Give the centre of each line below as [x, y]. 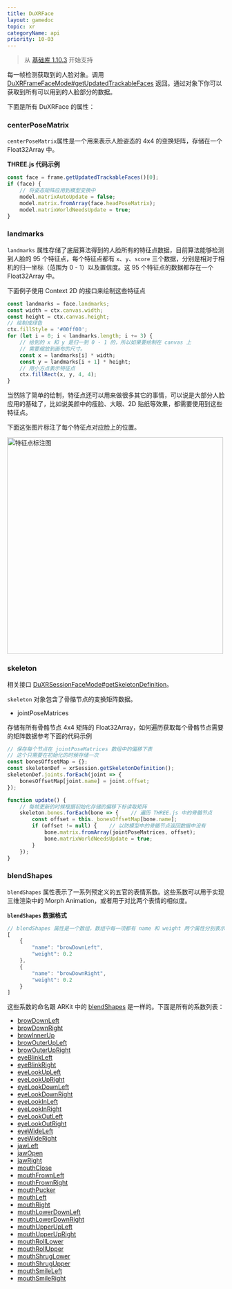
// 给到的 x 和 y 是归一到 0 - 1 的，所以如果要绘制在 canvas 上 [106, 343]
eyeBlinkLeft [35, 1058]
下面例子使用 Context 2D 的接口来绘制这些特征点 [77, 290]
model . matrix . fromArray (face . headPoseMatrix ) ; [88, 203]
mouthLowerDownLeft [49, 1212]
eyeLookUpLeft [39, 1072]
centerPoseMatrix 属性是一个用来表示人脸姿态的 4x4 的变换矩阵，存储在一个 [115, 141]
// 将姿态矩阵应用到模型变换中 [58, 191]
